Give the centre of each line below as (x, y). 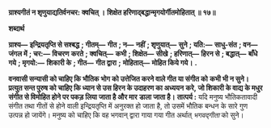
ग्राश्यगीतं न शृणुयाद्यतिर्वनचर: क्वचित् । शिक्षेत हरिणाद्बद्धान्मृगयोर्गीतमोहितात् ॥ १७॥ (112, 12)
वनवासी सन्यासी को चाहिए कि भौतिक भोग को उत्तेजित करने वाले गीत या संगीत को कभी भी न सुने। (129, 79)
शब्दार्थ (17, 29)
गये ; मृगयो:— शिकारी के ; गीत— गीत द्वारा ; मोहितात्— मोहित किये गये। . (103, 63)
